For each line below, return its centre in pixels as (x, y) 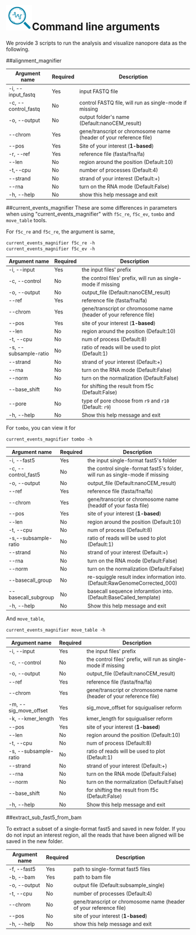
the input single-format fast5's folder (132, 460)
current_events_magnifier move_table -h (56, 630)
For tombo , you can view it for (41, 428)
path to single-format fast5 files (112, 869)
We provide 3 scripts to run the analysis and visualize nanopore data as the (96, 43)
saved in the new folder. (35, 841)
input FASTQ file (99, 91)
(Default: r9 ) (96, 407)
